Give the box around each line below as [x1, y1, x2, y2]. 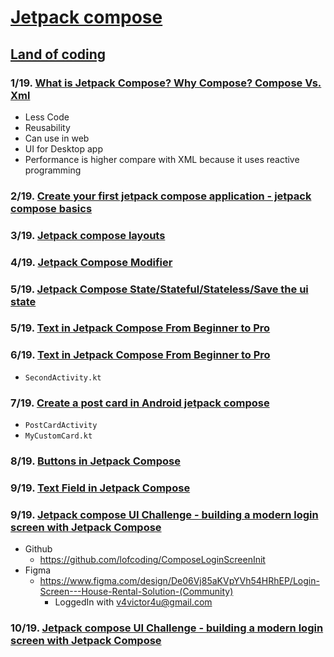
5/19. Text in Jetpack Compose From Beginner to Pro [10, 321, 271, 335]
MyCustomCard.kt [24, 431, 93, 441]
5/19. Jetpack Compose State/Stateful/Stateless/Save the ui [10, 282, 309, 296]
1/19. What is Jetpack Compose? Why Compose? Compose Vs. [10, 76, 322, 90]
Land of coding [10, 46, 107, 63]
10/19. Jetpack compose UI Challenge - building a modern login [10, 621, 324, 635]
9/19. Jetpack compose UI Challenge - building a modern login [10, 507, 319, 521]
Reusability [24, 121, 71, 133]
